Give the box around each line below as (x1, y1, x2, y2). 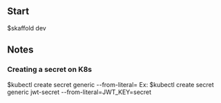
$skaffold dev (7, 24, 46, 32)
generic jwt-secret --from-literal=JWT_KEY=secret (7, 88, 152, 96)
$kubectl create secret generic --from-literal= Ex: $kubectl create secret (7, 80, 214, 88)
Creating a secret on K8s (7, 65, 93, 75)
